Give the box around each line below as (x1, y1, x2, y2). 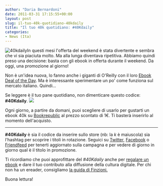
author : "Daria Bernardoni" (5, 7, 62, 12)
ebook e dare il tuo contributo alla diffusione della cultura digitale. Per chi (5, 161, 151, 168)
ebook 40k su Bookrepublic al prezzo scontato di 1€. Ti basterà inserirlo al (5, 112, 154, 118)
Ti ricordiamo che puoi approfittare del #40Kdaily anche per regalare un (5, 156, 149, 162)
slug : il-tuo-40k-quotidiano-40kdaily (5, 20, 83, 26)
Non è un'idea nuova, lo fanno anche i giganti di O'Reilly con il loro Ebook (5, 72, 151, 78)
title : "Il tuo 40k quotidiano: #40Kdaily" (5, 25, 95, 30)
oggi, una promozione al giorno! (5, 63, 69, 68)
